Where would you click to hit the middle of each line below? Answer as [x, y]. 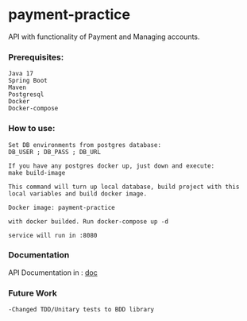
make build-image [37, 172]
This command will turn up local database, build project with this [124, 187]
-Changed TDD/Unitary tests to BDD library [81, 310]
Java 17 [21, 74]
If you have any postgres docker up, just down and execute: [112, 166]
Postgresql [26, 95]
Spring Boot [28, 81]
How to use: [32, 129]
